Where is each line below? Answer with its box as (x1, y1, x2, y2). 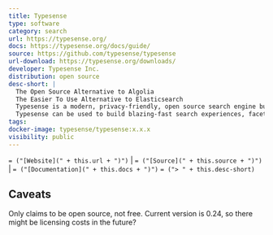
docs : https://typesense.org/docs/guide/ (8, 42, 151, 50)
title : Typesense (8, 11, 67, 20)
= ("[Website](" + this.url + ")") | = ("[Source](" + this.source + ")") (8, 155, 262, 165)
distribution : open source (8, 72, 100, 81)
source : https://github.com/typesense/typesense (8, 50, 176, 58)
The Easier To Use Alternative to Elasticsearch (15, 95, 184, 103)
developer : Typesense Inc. (8, 65, 100, 73)
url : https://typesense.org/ (8, 34, 107, 43)
